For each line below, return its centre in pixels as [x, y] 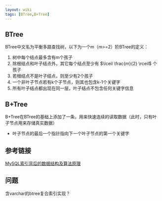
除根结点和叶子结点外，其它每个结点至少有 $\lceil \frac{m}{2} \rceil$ [82, 64]
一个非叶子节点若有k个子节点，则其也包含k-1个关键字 [66, 82]
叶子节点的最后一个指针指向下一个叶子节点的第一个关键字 [71, 134]
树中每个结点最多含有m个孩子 [42, 57]
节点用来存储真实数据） [33, 123]
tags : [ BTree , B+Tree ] [27, 14]
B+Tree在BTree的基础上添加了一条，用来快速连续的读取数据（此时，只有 [79, 117]
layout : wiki [19, 10]
